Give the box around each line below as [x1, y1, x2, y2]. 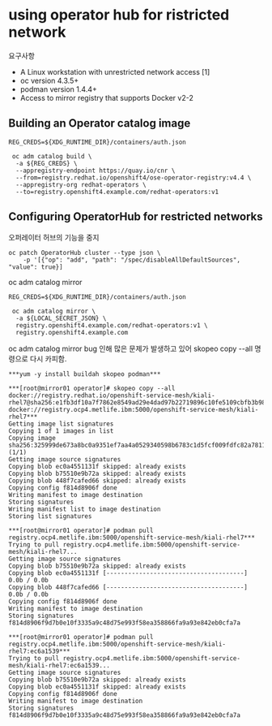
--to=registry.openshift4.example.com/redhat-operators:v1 [15, 188, 219, 196]
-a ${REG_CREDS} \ [15, 159, 79, 167]
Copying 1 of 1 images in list [8, 426, 114, 435]
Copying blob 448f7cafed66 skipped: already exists [8, 477, 186, 485]
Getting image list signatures [8, 420, 114, 428]
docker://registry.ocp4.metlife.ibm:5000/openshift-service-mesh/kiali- [8, 405, 259, 413]
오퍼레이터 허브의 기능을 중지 [8, 232, 100, 242]
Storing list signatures [8, 512, 92, 521]
